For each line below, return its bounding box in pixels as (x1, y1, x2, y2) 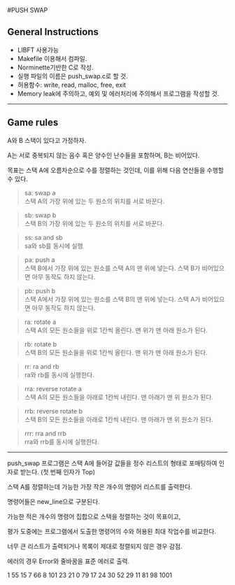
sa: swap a (24, 188, 56, 197)
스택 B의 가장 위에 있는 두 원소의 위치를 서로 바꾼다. (24, 219, 164, 227)
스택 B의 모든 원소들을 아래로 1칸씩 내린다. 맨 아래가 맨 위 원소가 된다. (24, 415, 213, 423)
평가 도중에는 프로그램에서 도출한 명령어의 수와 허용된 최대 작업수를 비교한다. (7, 527, 217, 535)
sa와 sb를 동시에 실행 (24, 241, 83, 250)
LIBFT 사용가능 (17, 45, 59, 54)
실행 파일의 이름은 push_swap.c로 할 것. (17, 71, 128, 80)
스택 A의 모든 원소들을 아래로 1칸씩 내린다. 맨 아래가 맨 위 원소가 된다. (24, 393, 214, 401)
